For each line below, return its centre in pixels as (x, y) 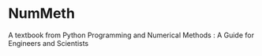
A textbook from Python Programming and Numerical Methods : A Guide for (131, 35)
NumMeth (41, 14)
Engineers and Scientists (49, 43)
